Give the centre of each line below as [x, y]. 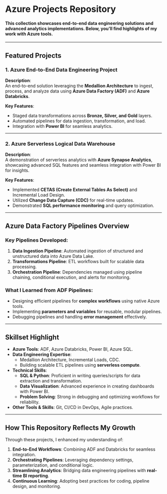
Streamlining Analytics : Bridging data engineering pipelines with [79, 470]
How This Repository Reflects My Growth [70, 428]
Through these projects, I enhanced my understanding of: [64, 439]
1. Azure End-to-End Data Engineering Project [61, 70]
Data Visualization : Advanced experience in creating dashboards [87, 386]
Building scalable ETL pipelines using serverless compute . [80, 365]
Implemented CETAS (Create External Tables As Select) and [75, 190]
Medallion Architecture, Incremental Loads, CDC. [70, 360]
